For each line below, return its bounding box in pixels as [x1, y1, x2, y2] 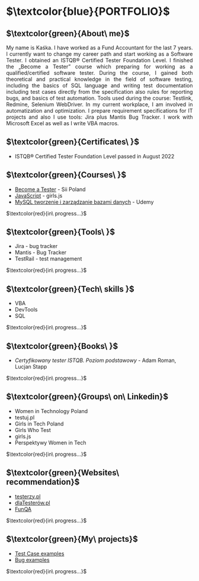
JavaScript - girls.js [14, 192, 63, 199]
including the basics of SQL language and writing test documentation [6, 82, 193, 89]
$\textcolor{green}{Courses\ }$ [6, 170, 126, 180]
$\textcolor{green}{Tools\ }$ [6, 227, 115, 237]
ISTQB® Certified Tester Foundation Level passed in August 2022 [14, 153, 175, 160]
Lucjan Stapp [14, 363, 47, 370]
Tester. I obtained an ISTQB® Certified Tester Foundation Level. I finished [6, 57, 193, 64]
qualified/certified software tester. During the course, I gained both [6, 69, 193, 76]
